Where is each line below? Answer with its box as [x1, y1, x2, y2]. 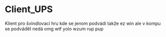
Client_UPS [5, 4, 53, 15]
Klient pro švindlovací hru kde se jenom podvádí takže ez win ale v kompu [5, 20, 161, 26]
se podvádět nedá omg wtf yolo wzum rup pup [5, 25, 103, 31]
